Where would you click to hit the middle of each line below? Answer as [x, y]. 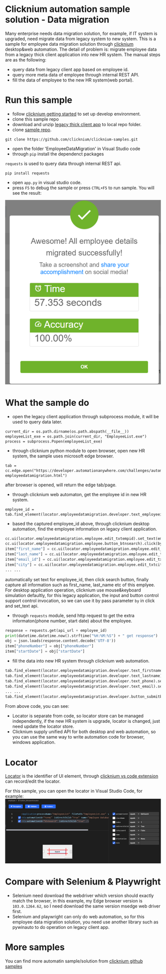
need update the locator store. [43, 727]
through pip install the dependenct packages [58, 154]
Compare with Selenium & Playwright [83, 882]
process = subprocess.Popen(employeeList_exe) [54, 441]
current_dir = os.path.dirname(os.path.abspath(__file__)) [67, 431]
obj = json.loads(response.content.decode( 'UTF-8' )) [61, 641]
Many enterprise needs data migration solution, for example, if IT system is [81, 33]
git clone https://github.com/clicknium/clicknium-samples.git [72, 139]
